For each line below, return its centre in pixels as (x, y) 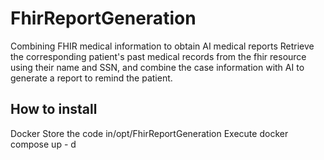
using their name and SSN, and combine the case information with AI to (157, 67)
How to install (54, 109)
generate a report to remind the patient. (91, 78)
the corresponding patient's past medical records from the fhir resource (158, 56)
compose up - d (43, 144)
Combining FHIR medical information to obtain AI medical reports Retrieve (162, 46)
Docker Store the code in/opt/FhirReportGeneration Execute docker (149, 133)
